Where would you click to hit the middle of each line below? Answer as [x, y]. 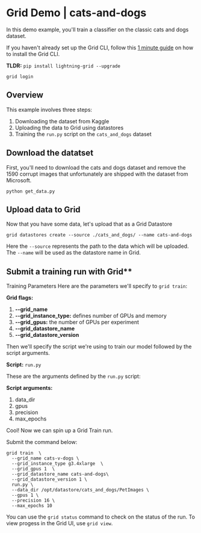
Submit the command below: [42, 442]
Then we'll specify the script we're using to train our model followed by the [99, 347]
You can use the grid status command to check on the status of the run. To [101, 517]
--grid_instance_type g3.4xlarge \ [57, 464]
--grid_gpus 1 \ [33, 469]
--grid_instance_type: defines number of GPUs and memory [91, 316]
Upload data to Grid [43, 210]
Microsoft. [19, 180]
